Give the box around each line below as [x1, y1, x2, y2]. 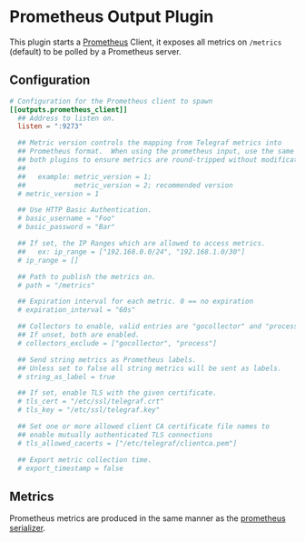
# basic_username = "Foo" [17, 214, 116, 224]
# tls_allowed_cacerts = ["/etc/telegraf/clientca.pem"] [17, 438, 238, 447]
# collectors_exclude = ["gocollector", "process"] [17, 338, 218, 347]
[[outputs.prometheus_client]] [9, 105, 128, 115]
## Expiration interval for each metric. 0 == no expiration [17, 297, 254, 306]
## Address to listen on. [17, 114, 116, 123]
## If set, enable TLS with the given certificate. [17, 388, 218, 397]
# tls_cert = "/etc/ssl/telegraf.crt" [17, 397, 165, 406]
